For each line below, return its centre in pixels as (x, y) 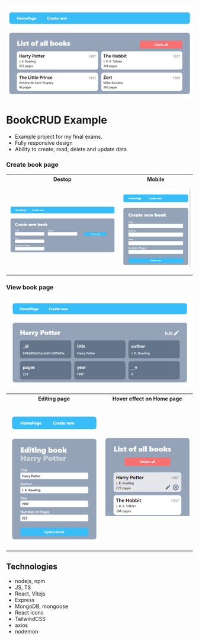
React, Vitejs (30, 593)
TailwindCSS (30, 619)
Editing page (54, 399)
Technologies (32, 567)
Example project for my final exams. (58, 136)
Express (25, 600)
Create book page (33, 164)
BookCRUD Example (57, 120)
